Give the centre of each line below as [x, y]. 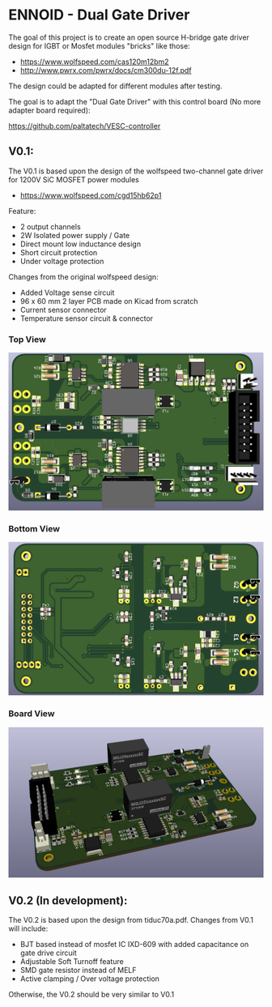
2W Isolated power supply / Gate [75, 235]
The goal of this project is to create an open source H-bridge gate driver [129, 37]
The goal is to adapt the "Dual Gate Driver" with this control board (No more [135, 101]
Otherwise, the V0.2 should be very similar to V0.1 [91, 995]
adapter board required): [49, 110]
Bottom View [34, 529]
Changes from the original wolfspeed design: [84, 276]
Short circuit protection [59, 252]
